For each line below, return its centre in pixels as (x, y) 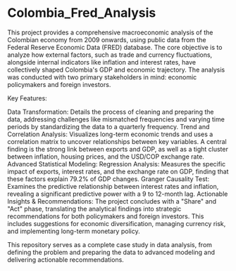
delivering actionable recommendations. (66, 259)
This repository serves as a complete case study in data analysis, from (110, 244)
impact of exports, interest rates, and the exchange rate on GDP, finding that (118, 171)
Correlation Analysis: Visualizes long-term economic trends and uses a (110, 134)
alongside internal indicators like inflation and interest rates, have (101, 62)
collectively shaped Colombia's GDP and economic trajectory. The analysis (116, 70)
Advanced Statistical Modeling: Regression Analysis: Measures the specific (117, 164)
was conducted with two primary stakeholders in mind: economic (102, 77)
